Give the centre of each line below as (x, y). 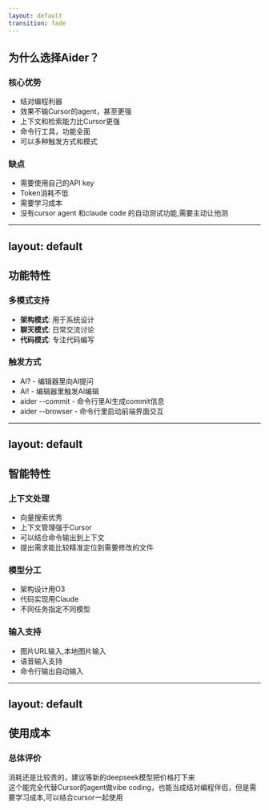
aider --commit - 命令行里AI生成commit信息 (92, 401)
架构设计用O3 (42, 589)
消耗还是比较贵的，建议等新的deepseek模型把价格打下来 (102, 777)
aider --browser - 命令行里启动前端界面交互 (92, 411)
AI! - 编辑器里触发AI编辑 (59, 391)
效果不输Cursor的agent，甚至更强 (76, 111)
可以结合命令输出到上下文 (62, 537)
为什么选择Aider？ (54, 57)
